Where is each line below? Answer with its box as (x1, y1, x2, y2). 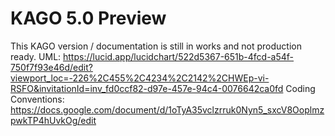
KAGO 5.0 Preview (10, 7, 167, 30)
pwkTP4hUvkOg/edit (10, 114, 97, 126)
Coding (285, 82, 316, 94)
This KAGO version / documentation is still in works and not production (10, 40, 302, 52)
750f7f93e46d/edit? (10, 61, 93, 73)
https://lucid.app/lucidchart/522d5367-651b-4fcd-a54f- (63, 50, 295, 62)
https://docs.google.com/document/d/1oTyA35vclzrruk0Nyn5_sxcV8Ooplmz (10, 103, 325, 116)
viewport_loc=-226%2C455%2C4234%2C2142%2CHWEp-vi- (10, 72, 270, 84)
